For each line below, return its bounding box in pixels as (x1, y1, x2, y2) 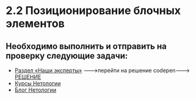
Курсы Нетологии (14, 80, 61, 87)
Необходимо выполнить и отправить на (5, 41, 167, 51)
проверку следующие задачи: (5, 50, 128, 61)
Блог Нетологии (14, 86, 56, 94)
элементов (5, 16, 65, 31)
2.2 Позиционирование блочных (5, 4, 181, 18)
